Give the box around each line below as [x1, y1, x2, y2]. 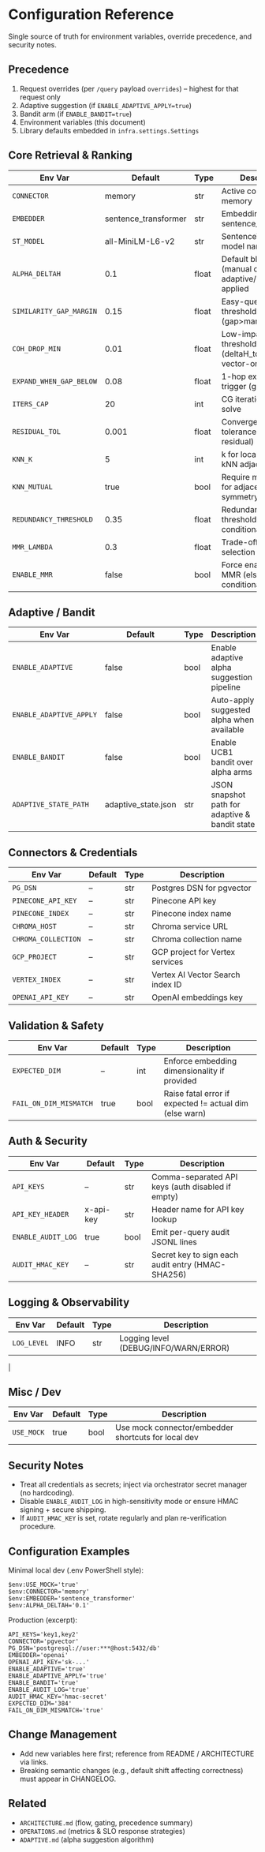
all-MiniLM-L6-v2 [104, 235, 175, 246]
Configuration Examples [8, 1544, 130, 1558]
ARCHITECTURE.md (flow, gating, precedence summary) [19, 1817, 193, 1828]
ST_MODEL [12, 237, 45, 245]
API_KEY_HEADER [12, 1210, 69, 1218]
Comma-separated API [151, 1171, 238, 1182]
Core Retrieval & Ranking [8, 148, 132, 163]
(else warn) [163, 1108, 207, 1118]
